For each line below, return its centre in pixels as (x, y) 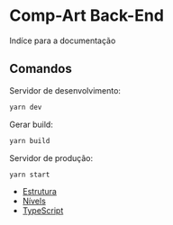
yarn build (30, 140)
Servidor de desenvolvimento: (65, 90)
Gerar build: (32, 124)
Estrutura (39, 192)
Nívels (34, 201)
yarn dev (26, 107)
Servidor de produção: (51, 157)
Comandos (41, 69)
